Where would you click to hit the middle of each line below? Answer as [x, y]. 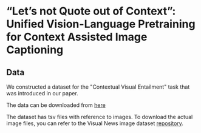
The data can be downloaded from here [56, 105]
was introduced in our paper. [43, 93]
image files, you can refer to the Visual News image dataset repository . [95, 123]
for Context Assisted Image [77, 37]
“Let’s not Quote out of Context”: [91, 11]
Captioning [35, 50]
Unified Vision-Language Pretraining [101, 24]
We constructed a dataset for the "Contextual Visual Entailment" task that [98, 87]
